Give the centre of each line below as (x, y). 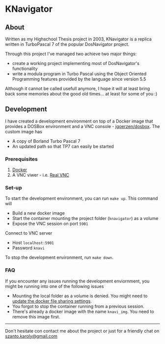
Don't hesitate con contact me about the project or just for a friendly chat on (82, 331)
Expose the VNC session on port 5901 (50, 224)
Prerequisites (21, 159)
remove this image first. (36, 316)
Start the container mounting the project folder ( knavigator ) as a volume (85, 219)
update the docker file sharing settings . (52, 301)
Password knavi (28, 248)
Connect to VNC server (29, 233)
